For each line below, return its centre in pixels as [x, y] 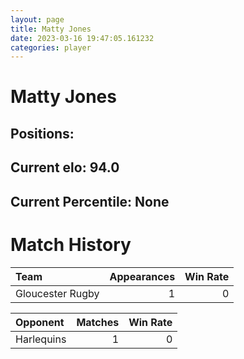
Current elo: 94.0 [65, 167]
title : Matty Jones [51, 29]
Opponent [40, 322]
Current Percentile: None [90, 201]
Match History [71, 244]
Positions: [42, 133]
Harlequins [41, 339]
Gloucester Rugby [57, 293]
